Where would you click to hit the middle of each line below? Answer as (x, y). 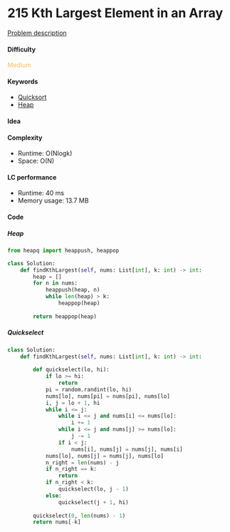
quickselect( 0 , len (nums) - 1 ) (79, 516)
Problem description (37, 33)
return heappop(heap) (65, 316)
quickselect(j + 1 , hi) (94, 502)
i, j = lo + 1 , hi (73, 403)
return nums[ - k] (57, 522)
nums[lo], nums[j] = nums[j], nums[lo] (104, 456)
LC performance (32, 177)
